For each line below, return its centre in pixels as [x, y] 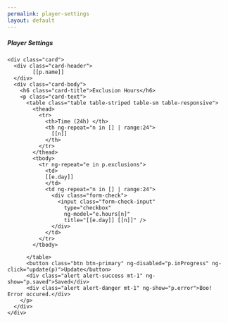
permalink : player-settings [49, 14]
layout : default [31, 20]
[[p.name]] [49, 72]
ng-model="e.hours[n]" [97, 214]
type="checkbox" [88, 208]
